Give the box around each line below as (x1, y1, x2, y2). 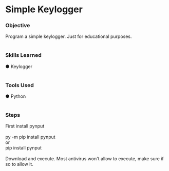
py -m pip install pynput (5, 134, 55, 140)
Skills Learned (5, 52, 42, 59)
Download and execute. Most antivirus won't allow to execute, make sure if (5, 156, 164, 162)
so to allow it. (5, 161, 33, 167)
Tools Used (5, 81, 34, 89)
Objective (5, 22, 30, 29)
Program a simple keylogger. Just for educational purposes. (5, 33, 132, 39)
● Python (5, 93, 26, 99)
